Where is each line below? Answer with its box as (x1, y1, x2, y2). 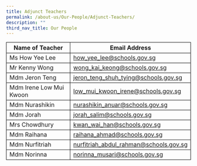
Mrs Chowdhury (9, 121, 54, 129)
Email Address (110, 44, 151, 52)
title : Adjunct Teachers (6, 8, 67, 15)
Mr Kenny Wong (9, 64, 54, 72)
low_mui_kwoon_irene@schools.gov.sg (73, 87, 182, 95)
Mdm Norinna (9, 151, 47, 159)
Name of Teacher (13, 44, 63, 52)
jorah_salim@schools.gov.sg (73, 111, 152, 119)
